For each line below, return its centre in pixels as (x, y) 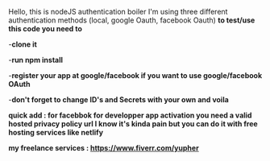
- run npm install (35, 60)
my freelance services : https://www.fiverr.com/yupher (104, 148)
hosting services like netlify (56, 132)
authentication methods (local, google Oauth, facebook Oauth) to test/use (132, 20)
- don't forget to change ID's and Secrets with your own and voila (119, 99)
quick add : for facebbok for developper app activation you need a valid (130, 115)
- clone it (23, 44)
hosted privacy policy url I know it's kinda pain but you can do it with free (133, 124)
